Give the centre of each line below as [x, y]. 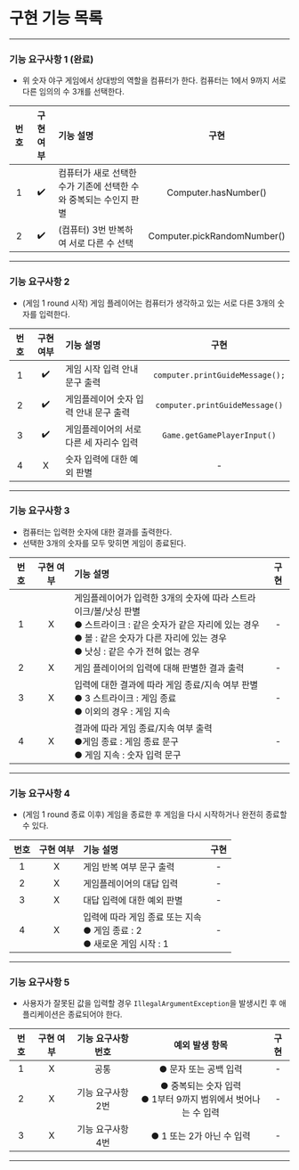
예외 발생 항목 [201, 1045]
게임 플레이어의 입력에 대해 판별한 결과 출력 [159, 667]
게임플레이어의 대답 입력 [131, 884]
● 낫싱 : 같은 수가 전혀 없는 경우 [137, 651]
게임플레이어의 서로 [104, 429]
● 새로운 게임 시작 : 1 [126, 944]
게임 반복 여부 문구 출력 [129, 867]
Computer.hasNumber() [217, 192]
